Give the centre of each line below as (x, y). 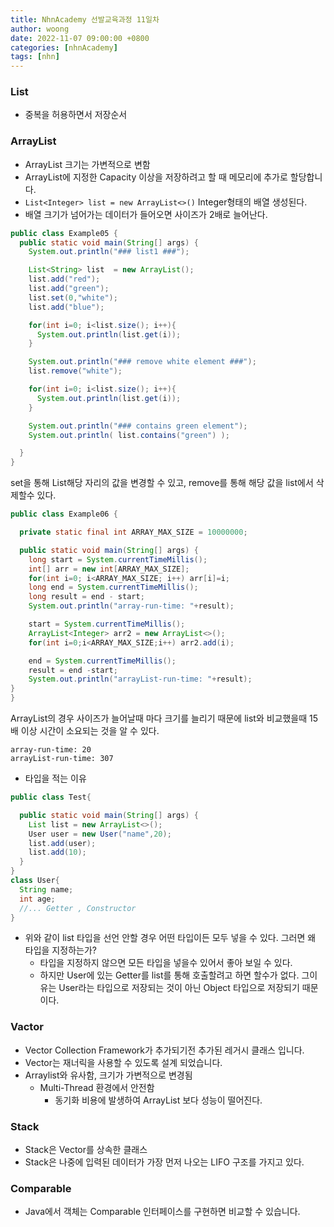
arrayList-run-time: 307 (62, 759)
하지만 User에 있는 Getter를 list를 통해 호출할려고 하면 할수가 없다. (169, 975)
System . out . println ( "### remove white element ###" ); (142, 362)
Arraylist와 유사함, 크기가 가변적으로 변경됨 (108, 1075)
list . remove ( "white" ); (75, 371)
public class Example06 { (64, 514)
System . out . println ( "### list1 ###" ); (109, 252)
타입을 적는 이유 (55, 778)
